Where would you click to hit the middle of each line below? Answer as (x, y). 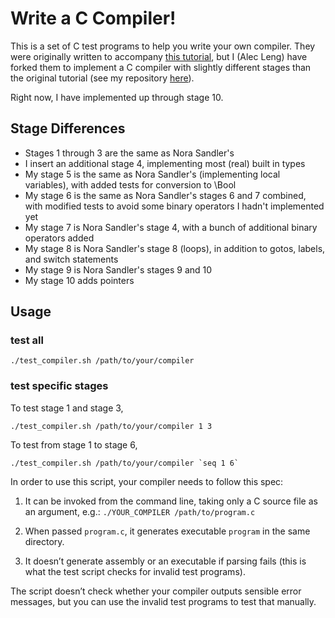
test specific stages (59, 386)
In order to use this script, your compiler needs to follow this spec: (147, 481)
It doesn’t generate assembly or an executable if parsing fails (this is (165, 561)
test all (27, 340)
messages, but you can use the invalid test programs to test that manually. (163, 601)
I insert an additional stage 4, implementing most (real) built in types (165, 163)
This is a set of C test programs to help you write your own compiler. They (163, 46)
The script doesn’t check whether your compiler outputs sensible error (156, 591)
